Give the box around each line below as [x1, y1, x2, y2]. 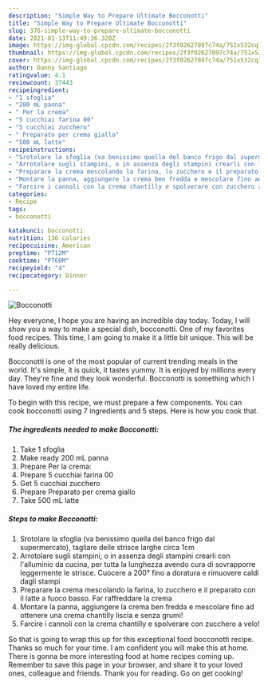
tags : [8, 205, 26, 213]
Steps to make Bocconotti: [8, 513, 98, 524]
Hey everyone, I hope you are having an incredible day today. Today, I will [8, 316, 250, 325]
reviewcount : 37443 [8, 78, 73, 86]
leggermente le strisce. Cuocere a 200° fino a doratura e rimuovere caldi [19, 568, 259, 578]
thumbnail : [8, 49, 45, 57]
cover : [8, 57, 30, 65]
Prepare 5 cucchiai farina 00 [19, 470, 114, 480]
